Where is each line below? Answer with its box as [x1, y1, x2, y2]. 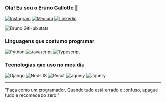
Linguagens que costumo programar [5, 38, 95, 45]
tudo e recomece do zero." [5, 92, 60, 98]
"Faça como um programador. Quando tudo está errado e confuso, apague [5, 87, 158, 93]
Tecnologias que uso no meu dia [5, 61, 84, 68]
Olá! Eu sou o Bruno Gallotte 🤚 [5, 4, 78, 11]
